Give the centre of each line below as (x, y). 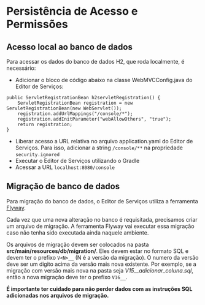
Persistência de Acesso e (72, 11)
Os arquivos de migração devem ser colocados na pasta (78, 244)
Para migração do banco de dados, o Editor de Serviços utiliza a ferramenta (102, 201)
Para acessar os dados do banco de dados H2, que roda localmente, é (95, 62)
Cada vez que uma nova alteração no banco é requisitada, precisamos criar (102, 219)
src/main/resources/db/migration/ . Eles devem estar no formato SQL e (98, 251)
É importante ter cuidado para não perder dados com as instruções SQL (99, 288)
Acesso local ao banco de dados (70, 47)
